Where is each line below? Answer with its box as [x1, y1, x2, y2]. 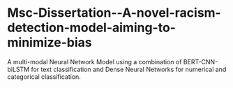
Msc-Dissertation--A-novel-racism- [7, 5, 221, 21]
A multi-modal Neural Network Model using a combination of [7, 57, 182, 66]
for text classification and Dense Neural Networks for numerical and [31, 65, 227, 73]
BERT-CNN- [183, 57, 218, 66]
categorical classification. [7, 72, 82, 81]
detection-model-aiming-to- [7, 20, 176, 36]
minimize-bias [7, 35, 92, 50]
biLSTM [7, 65, 30, 73]
